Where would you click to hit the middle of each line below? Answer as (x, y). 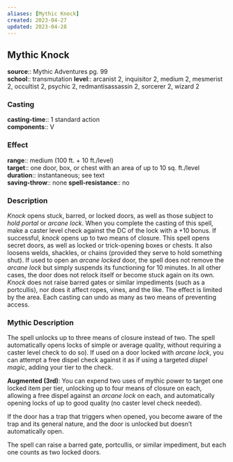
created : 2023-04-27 (37, 20)
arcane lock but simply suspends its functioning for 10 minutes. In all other (114, 268)
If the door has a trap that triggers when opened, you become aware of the (115, 417)
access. (18, 305)
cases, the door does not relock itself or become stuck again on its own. (111, 275)
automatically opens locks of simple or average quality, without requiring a (114, 345)
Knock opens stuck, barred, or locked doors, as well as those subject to (110, 216)
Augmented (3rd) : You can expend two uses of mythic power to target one (115, 381)
